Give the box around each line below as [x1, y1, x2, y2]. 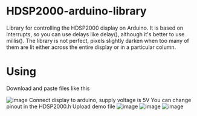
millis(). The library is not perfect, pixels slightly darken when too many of [6, 37, 189, 44]
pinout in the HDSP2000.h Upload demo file [6, 103, 116, 110]
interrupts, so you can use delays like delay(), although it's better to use [6, 30, 185, 37]
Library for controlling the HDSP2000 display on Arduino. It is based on [6, 24, 184, 31]
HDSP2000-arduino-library [6, 4, 147, 18]
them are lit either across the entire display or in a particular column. [6, 43, 176, 51]
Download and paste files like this [6, 85, 90, 92]
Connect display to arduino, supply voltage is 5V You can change [29, 96, 192, 103]
